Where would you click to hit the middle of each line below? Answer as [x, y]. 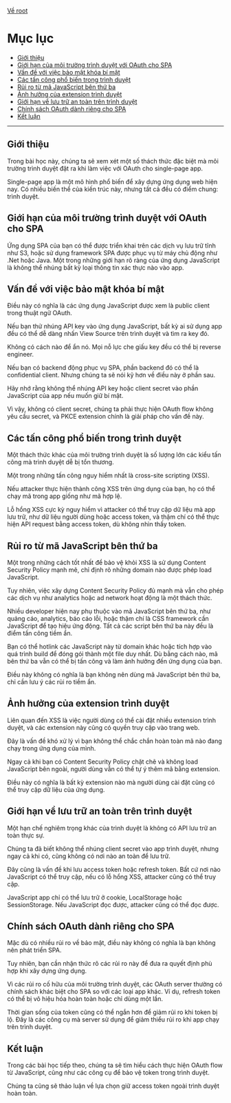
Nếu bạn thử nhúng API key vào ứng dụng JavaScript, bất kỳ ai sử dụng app [114, 326]
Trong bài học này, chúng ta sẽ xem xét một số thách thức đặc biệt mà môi [113, 161]
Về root [18, 11]
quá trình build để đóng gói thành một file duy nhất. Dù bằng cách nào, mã [112, 654]
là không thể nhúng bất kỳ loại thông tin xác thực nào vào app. [96, 267]
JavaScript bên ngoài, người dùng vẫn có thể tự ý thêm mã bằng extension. [114, 768]
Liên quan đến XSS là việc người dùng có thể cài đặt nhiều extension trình [112, 720]
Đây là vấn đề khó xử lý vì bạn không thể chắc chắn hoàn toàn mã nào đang [114, 741]
